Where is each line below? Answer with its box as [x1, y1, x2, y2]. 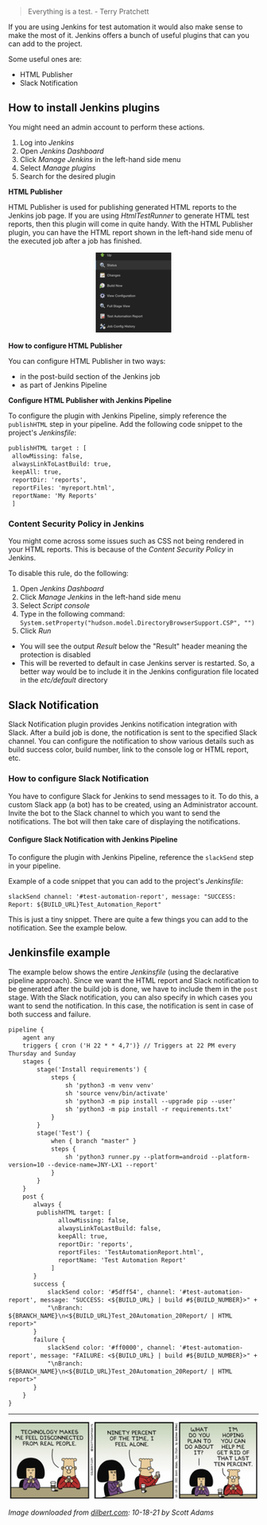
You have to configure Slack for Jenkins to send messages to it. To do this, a [8, 791, 259, 801]
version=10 [8, 1160, 44, 1169]
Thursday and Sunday [8, 1049, 77, 1058]
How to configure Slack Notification [8, 773, 149, 784]
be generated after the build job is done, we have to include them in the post [8, 984, 258, 993]
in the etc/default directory [19, 675, 108, 685]
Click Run [19, 626, 52, 636]
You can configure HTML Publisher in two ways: [8, 357, 166, 366]
